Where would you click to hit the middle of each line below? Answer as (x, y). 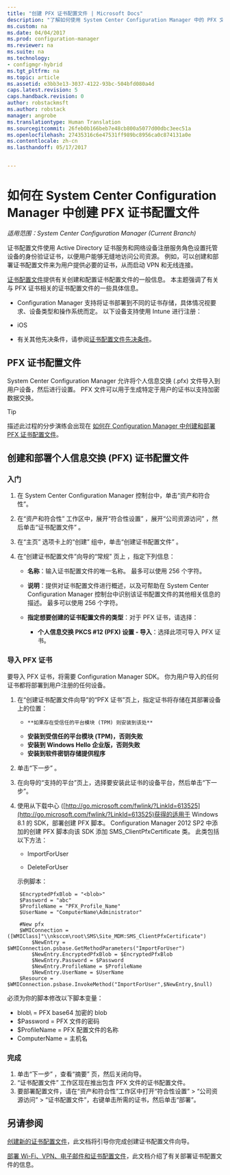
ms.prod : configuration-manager (53, 39)
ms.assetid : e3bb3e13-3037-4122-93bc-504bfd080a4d (81, 84)
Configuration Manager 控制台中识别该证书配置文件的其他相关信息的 (124, 594)
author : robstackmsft (38, 103)
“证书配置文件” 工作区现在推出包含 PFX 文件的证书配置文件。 (103, 1083)
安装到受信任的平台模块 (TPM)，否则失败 (85, 736)
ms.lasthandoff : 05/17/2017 (47, 148)
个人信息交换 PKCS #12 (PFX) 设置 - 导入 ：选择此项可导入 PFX (125, 632)
